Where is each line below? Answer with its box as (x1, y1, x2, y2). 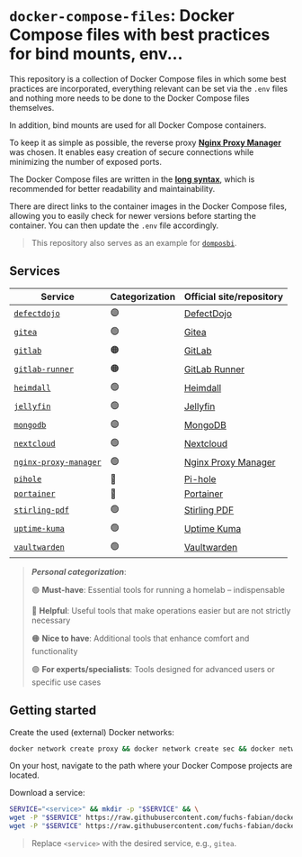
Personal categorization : (31, 566, 128, 577)
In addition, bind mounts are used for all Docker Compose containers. (9, 119, 267, 131)
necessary (31, 615, 71, 625)
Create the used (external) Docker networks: (9, 726, 175, 737)
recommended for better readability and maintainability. (9, 183, 216, 194)
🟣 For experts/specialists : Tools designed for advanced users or (31, 663, 276, 674)
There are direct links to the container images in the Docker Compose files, (9, 200, 288, 212)
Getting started (9, 703, 97, 718)
